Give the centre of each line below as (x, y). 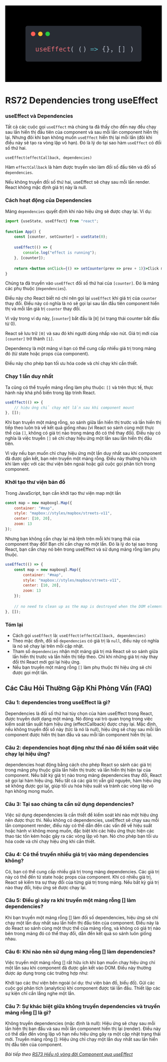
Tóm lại (14, 625)
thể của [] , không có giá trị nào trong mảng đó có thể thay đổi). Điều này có (83, 433)
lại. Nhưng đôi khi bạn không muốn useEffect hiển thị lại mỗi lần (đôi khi (79, 137)
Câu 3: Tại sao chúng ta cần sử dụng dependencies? (70, 804)
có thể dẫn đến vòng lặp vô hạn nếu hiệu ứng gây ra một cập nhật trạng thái (83, 1034)
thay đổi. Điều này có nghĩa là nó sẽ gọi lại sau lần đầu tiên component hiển (83, 304)
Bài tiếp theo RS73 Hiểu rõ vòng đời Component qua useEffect (69, 1055)
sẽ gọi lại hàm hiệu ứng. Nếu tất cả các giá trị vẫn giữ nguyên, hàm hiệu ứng (83, 780)
